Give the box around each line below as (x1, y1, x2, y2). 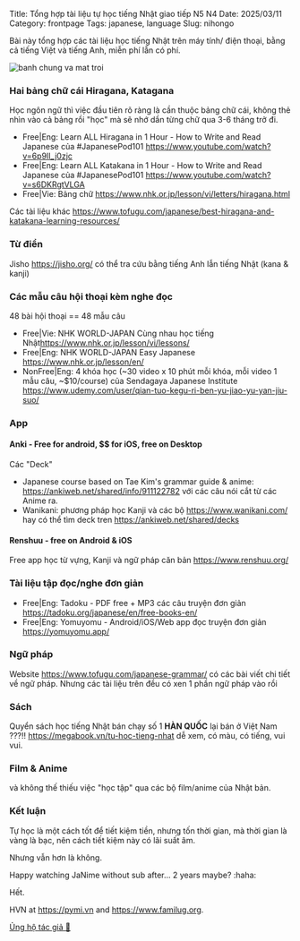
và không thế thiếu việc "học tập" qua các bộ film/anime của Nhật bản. (9, 783, 271, 793)
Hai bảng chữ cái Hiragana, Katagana (9, 84, 175, 97)
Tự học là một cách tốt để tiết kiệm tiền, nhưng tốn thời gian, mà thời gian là (9, 825, 287, 836)
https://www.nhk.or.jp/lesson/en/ (21, 356, 145, 367)
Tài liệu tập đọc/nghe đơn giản (9, 577, 144, 590)
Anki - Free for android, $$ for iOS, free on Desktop (9, 439, 203, 449)
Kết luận (9, 805, 47, 817)
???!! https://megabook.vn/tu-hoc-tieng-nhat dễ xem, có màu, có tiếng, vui (9, 731, 286, 741)
